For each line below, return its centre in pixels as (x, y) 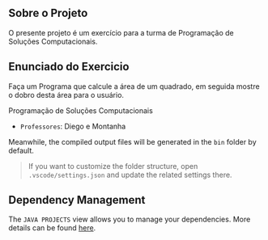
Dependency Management (77, 200)
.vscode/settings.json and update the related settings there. (130, 175)
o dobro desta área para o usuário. (66, 95)
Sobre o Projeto (48, 13)
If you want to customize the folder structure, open (113, 166)
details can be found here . (52, 228)
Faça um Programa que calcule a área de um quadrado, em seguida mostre (134, 86)
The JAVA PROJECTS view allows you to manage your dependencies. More (130, 219)
